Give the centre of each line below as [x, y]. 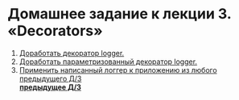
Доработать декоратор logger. [72, 53]
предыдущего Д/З [50, 78]
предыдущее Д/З [50, 87]
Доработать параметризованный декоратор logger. [108, 62]
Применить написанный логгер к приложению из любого [118, 70]
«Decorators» [56, 31]
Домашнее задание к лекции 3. [119, 14]
